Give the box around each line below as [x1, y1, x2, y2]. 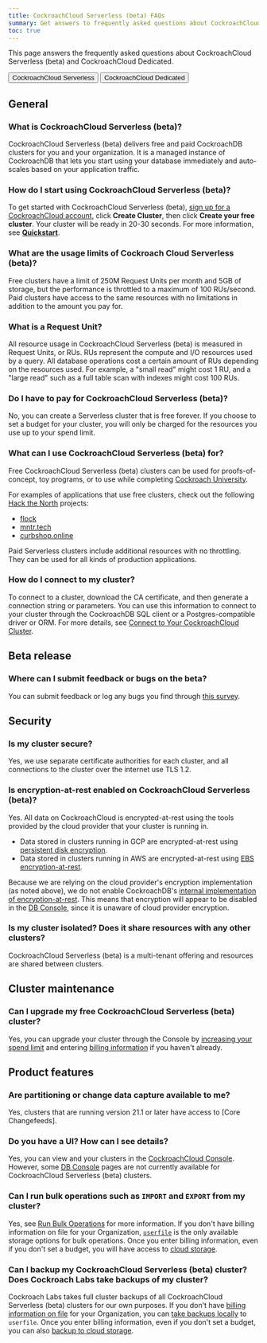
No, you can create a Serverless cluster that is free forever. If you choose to [8, 411, 257, 420]
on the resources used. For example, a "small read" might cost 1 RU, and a [8, 364, 251, 374]
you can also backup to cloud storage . [8, 1326, 133, 1336]
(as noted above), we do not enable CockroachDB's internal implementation [8, 885, 257, 896]
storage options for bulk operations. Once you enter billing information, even [8, 1236, 258, 1245]
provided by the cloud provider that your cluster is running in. [8, 821, 209, 830]
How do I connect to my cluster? [8, 574, 135, 585]
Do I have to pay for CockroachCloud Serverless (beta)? [8, 392, 228, 404]
